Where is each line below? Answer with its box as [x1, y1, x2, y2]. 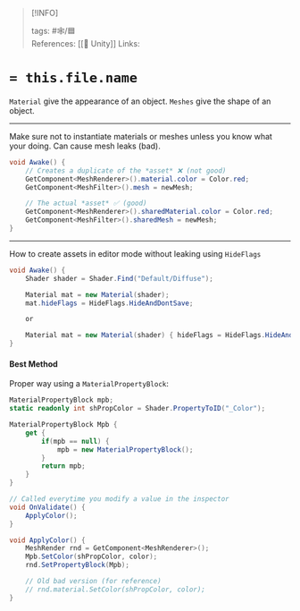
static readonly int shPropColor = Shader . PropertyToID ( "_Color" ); [9, 404, 266, 413]
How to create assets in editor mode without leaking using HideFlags [9, 248, 262, 259]
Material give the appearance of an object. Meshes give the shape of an [9, 96, 271, 106]
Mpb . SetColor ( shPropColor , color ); [25, 552, 158, 562]
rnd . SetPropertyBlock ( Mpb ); [25, 561, 129, 570]
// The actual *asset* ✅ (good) [25, 199, 147, 208]
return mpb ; [41, 462, 87, 471]
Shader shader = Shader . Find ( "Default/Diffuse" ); [25, 274, 214, 283]
